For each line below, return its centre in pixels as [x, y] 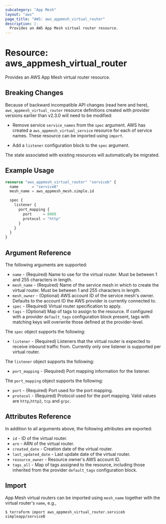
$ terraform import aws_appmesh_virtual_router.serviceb [65, 512]
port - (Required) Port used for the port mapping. [62, 390]
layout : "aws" [20, 14]
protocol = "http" [42, 219]
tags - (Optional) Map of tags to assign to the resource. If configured [82, 311]
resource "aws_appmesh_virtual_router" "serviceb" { [61, 182]
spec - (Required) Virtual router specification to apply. [67, 306]
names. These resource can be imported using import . [68, 135]
